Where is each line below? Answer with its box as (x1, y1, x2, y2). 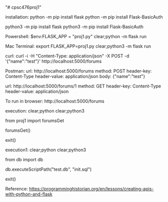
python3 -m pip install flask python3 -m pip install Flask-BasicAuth (5, 24, 144, 30)
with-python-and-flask (5, 191, 53, 197)
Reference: (5, 186, 28, 191)
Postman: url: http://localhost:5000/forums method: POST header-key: (5, 68, 152, 74)
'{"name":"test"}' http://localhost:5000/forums (5, 58, 102, 64)
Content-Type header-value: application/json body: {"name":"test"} (5, 73, 145, 79)
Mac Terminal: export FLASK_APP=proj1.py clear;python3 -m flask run (5, 43, 151, 49)
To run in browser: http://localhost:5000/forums (5, 98, 104, 104)
